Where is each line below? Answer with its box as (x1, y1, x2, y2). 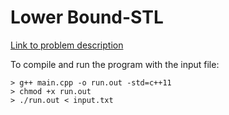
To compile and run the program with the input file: (10, 58, 220, 70)
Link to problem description (10, 39, 124, 51)
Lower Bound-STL (10, 6, 164, 29)
